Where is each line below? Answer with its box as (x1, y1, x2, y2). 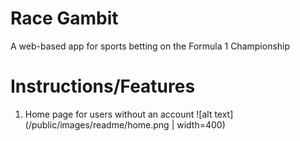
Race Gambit (10, 7, 119, 30)
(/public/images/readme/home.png (24, 118, 170, 131)
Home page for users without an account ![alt (24, 108, 213, 120)
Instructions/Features (10, 75, 196, 98)
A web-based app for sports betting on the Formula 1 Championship (10, 40, 291, 52)
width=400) (176, 118, 226, 131)
